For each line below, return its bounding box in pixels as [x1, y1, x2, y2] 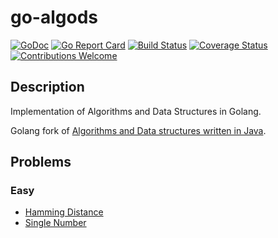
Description [10, 79, 85, 96]
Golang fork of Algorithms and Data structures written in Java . [10, 124, 267, 136]
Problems [10, 154, 72, 171]
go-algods [10, 6, 98, 29]
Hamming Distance [24, 206, 104, 218]
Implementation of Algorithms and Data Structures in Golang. [10, 105, 262, 117]
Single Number [24, 217, 87, 229]
